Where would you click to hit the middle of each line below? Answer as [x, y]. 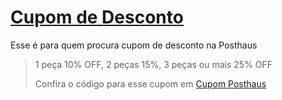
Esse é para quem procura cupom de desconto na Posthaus [134, 45]
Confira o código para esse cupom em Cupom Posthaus [150, 83]
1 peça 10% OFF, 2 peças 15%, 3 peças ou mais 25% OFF [153, 64]
